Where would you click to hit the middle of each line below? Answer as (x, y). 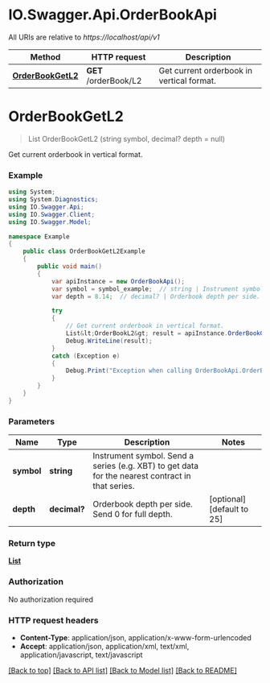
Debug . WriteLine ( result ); (109, 341)
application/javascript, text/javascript (81, 655)
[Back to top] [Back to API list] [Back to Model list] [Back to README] (123, 670)
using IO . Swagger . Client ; (51, 214)
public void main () (70, 267)
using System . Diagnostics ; (53, 200)
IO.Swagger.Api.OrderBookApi (112, 15)
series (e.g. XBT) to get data (145, 466)
